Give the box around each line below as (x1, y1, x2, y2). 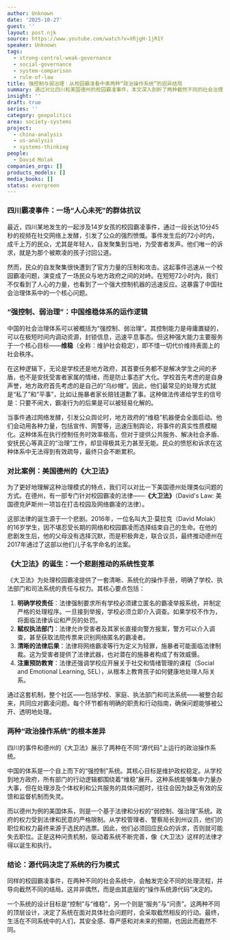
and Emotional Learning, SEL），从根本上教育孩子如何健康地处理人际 (16, 668, 209, 676)
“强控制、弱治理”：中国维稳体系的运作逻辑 (7, 307, 149, 317)
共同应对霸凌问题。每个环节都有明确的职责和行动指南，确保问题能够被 (18, 699, 217, 707)
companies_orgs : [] (7, 162, 63, 170)
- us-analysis (13, 138, 53, 144)
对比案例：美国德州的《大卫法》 (7, 466, 113, 476)
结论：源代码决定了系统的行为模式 (7, 860, 120, 869)
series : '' (7, 105, 38, 112)
